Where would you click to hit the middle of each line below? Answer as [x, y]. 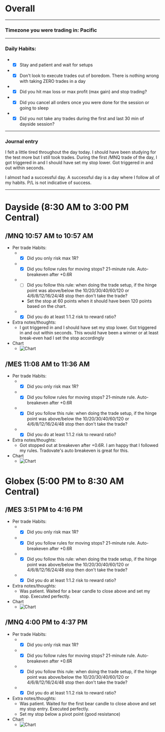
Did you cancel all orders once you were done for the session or [84, 102]
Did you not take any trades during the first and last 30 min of [82, 118]
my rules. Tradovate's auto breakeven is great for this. [74, 451]
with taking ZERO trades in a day [53, 81]
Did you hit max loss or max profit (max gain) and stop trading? [83, 91]
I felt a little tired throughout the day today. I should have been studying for [81, 152]
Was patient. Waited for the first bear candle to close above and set [88, 703]
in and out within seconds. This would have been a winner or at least [89, 333]
